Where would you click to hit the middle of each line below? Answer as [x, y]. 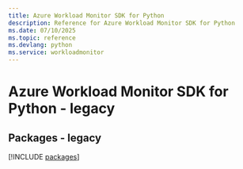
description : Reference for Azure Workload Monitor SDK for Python [122, 23]
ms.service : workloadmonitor [56, 52]
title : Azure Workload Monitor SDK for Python [86, 15]
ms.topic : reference [42, 38]
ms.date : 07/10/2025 [42, 30]
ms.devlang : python [40, 45]
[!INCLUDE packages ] [44, 157]
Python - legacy [62, 109]
